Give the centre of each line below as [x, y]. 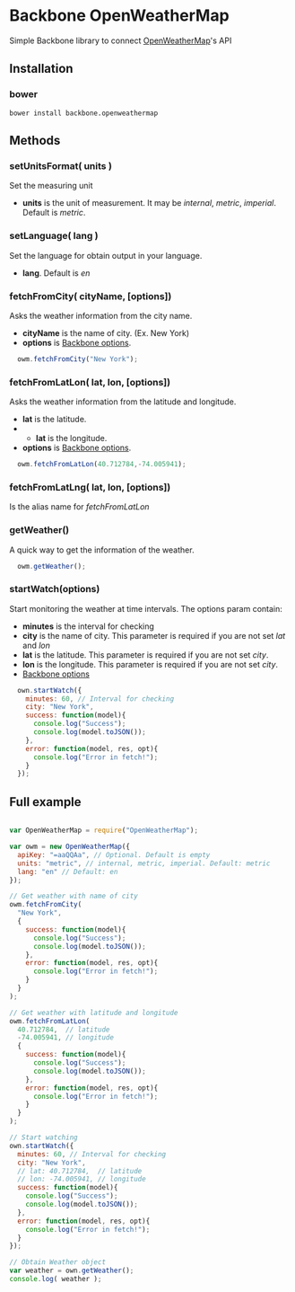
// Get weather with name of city [74, 896]
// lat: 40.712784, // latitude [80, 1171]
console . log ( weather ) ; [56, 1279]
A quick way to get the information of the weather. [102, 550]
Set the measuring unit [51, 186]
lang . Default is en [56, 273]
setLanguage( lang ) [54, 236]
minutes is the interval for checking [88, 626]
